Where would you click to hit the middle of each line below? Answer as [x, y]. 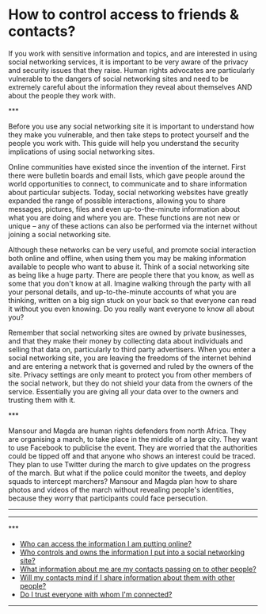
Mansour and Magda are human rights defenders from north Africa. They [127, 431]
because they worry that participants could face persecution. [108, 498]
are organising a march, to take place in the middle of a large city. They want [133, 439]
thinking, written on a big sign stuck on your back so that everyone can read [133, 300]
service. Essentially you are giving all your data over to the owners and [123, 391]
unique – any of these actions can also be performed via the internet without [133, 226]
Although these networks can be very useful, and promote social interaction [132, 249]
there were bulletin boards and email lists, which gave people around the [127, 175]
